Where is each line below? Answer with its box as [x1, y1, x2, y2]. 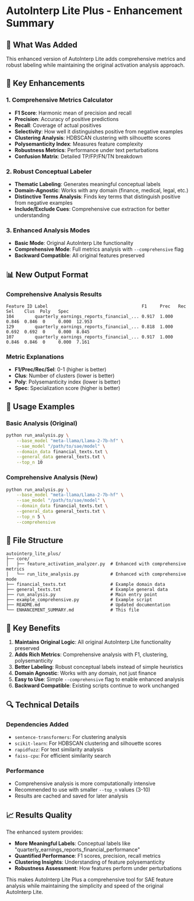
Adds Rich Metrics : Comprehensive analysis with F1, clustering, [14, 651, 168, 658]
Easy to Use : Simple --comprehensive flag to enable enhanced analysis [14, 676, 185, 683]
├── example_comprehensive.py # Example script [6, 597, 153, 603]
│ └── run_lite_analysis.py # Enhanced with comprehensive [6, 571, 186, 577]
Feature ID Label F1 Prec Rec [6, 303, 186, 309]
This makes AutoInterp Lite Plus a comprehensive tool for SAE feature [6, 876, 174, 883]
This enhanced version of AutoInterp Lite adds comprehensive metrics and [6, 56, 186, 62]
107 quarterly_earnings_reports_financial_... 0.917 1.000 [6, 334, 174, 340]
